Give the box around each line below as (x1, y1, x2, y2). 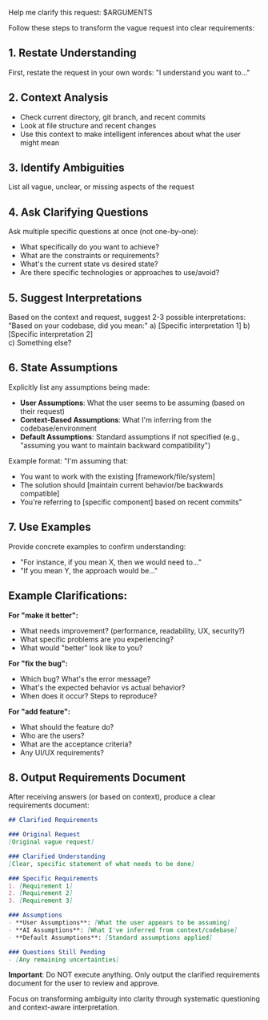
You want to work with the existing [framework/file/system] (19, 472, 216, 481)
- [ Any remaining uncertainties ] (8, 955, 120, 964)
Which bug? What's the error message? (19, 674, 151, 683)
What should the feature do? (19, 722, 114, 731)
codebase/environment (19, 423, 98, 433)
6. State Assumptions (8, 361, 118, 374)
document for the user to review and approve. (8, 978, 160, 988)
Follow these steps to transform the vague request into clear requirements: (8, 23, 254, 32)
